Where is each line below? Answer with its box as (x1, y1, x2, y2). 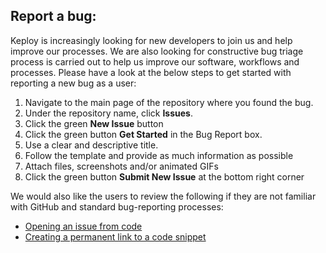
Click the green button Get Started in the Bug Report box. (24, 128, 263, 140)
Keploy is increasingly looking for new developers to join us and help (10, 34, 293, 46)
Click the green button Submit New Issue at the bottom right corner (24, 170, 305, 183)
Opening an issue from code (24, 220, 143, 232)
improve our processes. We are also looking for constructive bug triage (10, 45, 304, 57)
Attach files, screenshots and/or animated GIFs (24, 160, 219, 172)
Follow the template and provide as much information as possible (24, 149, 294, 161)
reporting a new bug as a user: (10, 77, 137, 89)
